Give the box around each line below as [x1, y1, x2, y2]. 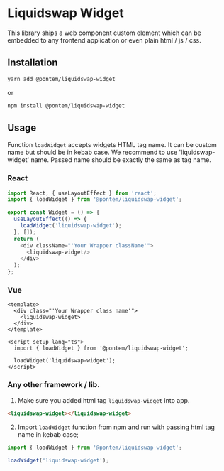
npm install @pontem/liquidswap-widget [7, 102, 125, 109]
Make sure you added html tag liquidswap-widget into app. [17, 396, 190, 404]
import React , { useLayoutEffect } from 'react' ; [7, 190, 157, 197]
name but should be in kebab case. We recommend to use [7, 148, 178, 157]
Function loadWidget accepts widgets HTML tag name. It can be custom [7, 141, 218, 149]
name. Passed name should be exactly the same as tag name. [30, 156, 211, 164]
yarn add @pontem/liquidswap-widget [7, 75, 116, 82]
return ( [13, 235, 40, 242]
